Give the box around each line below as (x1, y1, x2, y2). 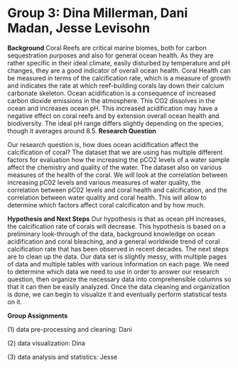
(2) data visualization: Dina (7, 339, 85, 347)
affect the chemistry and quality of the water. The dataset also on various (7, 163, 222, 171)
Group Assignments (7, 311, 68, 320)
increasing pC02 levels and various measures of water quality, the (7, 178, 201, 186)
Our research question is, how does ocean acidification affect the (7, 140, 199, 148)
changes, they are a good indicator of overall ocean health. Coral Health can (7, 66, 231, 75)
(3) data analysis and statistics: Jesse (7, 352, 118, 361)
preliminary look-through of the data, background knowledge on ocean (7, 229, 215, 238)
